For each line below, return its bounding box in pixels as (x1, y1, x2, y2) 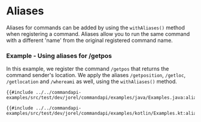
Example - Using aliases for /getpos (6, 51, 112, 60)
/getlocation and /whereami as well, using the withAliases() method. (6, 78, 178, 85)
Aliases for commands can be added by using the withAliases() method (6, 24, 185, 31)
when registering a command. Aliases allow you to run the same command (6, 30, 190, 37)
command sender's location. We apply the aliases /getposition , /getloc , (6, 72, 186, 79)
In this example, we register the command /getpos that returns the (6, 65, 169, 72)
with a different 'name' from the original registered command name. (6, 36, 173, 44)
